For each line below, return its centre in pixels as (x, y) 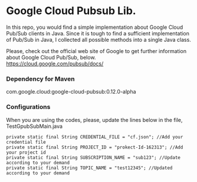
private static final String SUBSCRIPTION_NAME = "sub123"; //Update (93, 157)
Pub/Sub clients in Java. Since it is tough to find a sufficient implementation (98, 33)
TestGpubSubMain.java (35, 126)
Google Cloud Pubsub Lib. (71, 11)
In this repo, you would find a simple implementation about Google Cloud (95, 27)
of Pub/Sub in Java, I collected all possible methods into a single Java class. (99, 39)
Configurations (28, 107)
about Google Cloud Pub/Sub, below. (51, 57)
